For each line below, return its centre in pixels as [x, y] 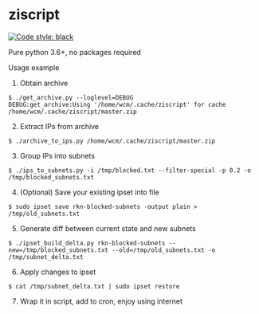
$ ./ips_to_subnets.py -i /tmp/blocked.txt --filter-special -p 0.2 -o [129, 170]
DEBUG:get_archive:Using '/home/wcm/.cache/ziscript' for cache [117, 104]
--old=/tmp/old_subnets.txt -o [163, 250]
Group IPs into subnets [57, 155]
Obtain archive [44, 83]
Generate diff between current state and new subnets [108, 228]
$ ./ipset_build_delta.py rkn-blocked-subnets [87, 243]
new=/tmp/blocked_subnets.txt [59, 250]
